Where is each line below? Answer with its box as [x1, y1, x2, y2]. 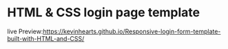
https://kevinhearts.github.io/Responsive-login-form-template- [43, 27, 221, 35]
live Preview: [7, 27, 43, 35]
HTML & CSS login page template [7, 5, 200, 20]
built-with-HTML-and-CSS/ [7, 34, 85, 42]
